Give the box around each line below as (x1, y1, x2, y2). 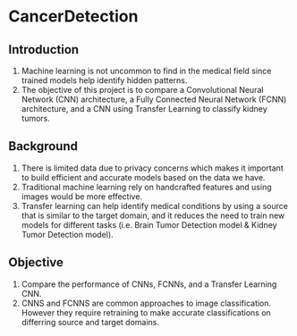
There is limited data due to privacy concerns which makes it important (21, 163, 284, 173)
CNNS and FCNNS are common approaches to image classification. (21, 298, 272, 308)
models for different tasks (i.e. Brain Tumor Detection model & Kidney (21, 219, 278, 230)
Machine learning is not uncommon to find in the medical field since (21, 65, 272, 76)
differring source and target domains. (21, 316, 160, 327)
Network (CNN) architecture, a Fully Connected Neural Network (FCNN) (21, 94, 287, 105)
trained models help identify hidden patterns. (21, 75, 188, 86)
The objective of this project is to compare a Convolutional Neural (21, 85, 264, 95)
